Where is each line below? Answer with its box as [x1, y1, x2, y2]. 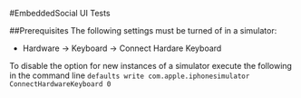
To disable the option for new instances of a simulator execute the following [9, 61, 293, 71]
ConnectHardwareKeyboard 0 [9, 80, 112, 89]
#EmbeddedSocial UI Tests [9, 8, 111, 18]
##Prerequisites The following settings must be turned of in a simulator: [9, 25, 277, 35]
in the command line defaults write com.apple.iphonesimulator [9, 70, 250, 81]
